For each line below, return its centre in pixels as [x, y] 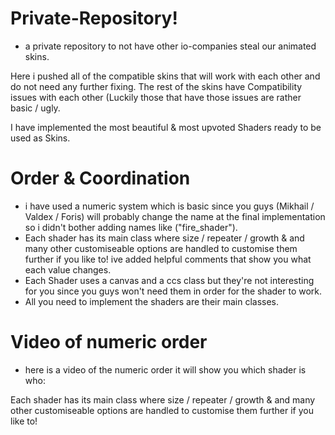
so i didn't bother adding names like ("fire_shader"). [131, 227]
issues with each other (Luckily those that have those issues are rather [156, 97]
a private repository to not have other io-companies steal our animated [170, 46]
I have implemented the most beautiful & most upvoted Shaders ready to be [166, 127]
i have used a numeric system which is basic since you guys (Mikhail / [169, 206]
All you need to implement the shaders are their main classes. [152, 301]
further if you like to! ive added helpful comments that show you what [168, 259]
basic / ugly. [35, 108]
